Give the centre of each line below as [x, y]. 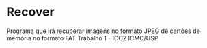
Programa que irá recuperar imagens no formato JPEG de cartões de [104, 31]
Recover [31, 12]
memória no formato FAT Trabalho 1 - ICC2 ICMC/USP [82, 38]
